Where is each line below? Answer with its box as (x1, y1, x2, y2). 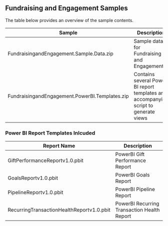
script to (133, 102, 153, 109)
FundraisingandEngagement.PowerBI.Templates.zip (7, 92, 129, 99)
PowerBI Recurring (115, 200, 159, 207)
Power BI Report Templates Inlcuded (5, 129, 95, 136)
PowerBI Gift (115, 151, 145, 158)
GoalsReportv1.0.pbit (7, 174, 58, 181)
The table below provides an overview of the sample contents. (5, 17, 134, 23)
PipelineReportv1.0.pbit (7, 189, 63, 196)
